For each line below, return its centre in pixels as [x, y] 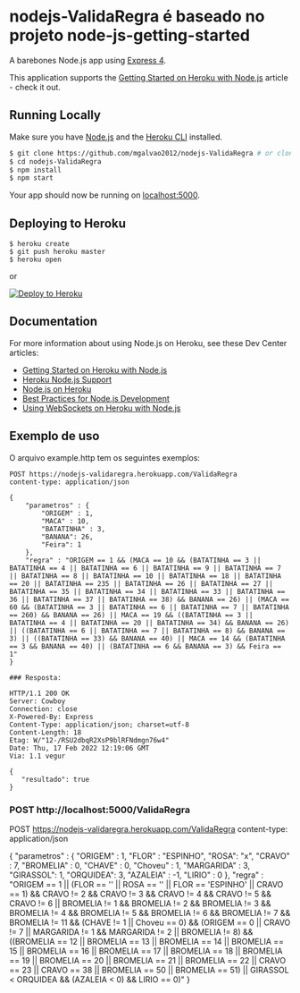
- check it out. [35, 87]
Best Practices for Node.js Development [96, 398]
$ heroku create [39, 244]
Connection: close [43, 709]
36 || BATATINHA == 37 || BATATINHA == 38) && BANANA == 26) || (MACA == [150, 599]
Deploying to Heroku [68, 223]
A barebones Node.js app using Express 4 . [88, 60]
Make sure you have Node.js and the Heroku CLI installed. [116, 137]
